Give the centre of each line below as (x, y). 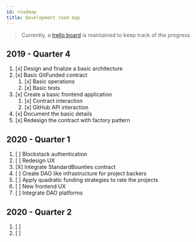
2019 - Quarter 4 (39, 54)
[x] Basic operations (49, 81)
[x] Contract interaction (54, 101)
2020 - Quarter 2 (39, 212)
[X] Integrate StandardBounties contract (65, 167)
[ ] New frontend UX (40, 187)
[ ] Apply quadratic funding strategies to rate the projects (86, 180)
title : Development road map (43, 18)
